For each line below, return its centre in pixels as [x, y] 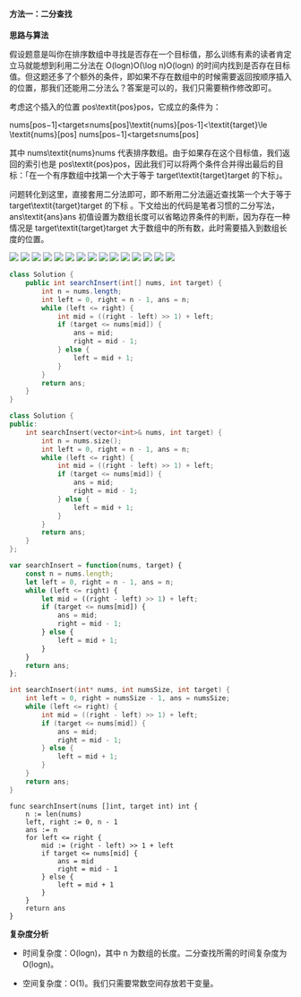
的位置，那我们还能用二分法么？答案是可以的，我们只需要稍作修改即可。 [142, 88]
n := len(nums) [54, 814]
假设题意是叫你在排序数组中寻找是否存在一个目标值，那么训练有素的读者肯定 [150, 55]
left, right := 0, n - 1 [72, 822]
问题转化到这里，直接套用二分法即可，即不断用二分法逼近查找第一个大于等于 [150, 195]
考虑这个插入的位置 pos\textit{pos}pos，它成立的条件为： [115, 107]
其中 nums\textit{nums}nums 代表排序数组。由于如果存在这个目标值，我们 [146, 153]
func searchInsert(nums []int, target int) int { [104, 806]
